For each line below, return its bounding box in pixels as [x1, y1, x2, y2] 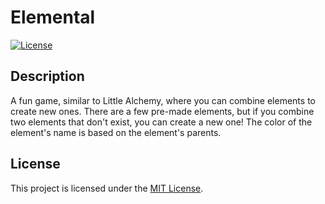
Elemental [10, 6, 96, 29]
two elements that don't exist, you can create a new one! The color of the [10, 116, 313, 128]
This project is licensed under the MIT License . [10, 182, 204, 194]
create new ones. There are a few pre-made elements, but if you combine [10, 105, 315, 117]
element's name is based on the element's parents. [10, 126, 222, 138]
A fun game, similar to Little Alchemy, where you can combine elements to [10, 94, 316, 106]
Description [10, 68, 85, 85]
